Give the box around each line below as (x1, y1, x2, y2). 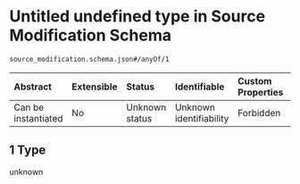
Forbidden (237, 106, 281, 119)
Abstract (13, 80, 52, 93)
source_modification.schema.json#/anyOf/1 (9, 54, 170, 63)
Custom (237, 74, 272, 87)
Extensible (71, 80, 118, 93)
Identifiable (174, 80, 225, 93)
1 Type (9, 143, 46, 158)
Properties (237, 86, 284, 98)
